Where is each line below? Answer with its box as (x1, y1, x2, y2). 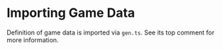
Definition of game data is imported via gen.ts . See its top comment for (6, 28, 215, 37)
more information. (6, 35, 59, 44)
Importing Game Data (6, 5, 135, 21)
